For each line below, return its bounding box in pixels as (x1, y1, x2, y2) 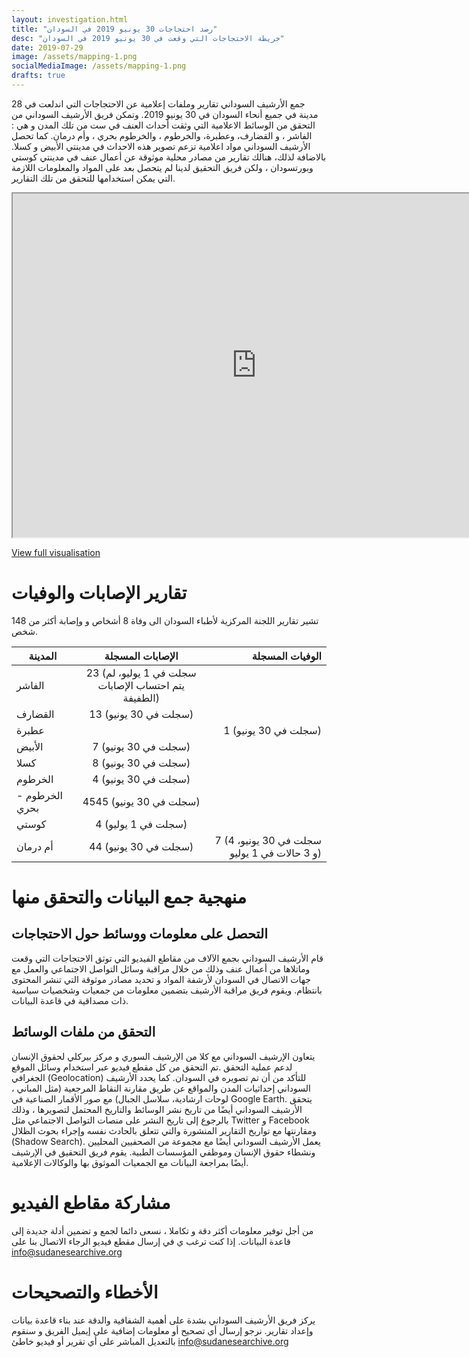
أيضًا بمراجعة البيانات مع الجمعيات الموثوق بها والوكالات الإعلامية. (11, 1156, 249, 1168)
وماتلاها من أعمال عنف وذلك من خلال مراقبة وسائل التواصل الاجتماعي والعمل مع (11, 962, 311, 975)
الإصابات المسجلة (104, 649, 179, 663)
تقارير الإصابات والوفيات (11, 582, 188, 605)
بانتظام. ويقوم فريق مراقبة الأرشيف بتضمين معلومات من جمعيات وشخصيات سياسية (11, 984, 323, 996)
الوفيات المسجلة (251, 649, 322, 663)
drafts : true (11, 71, 66, 81)
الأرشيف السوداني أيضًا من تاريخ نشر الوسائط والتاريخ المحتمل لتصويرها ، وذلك (11, 1103, 303, 1115)
